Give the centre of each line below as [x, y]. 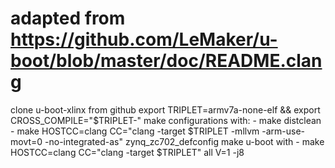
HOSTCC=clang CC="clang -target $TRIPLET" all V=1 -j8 [127, 152]
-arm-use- [283, 131]
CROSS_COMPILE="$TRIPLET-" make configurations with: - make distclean [166, 120]
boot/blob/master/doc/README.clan [166, 61]
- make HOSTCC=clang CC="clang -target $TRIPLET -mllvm [135, 131]
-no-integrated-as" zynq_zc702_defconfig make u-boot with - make [184, 141]
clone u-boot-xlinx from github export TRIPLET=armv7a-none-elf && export [165, 109]
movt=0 [26, 141]
